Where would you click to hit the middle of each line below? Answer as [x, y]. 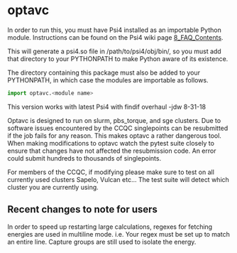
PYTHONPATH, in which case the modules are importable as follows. [108, 80]
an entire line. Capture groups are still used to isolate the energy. [102, 242]
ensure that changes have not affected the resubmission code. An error [112, 151]
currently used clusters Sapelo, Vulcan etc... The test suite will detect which [118, 179]
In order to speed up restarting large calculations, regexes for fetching [110, 227]
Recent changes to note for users [83, 209]
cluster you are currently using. [53, 187]
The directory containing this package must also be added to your [104, 72]
